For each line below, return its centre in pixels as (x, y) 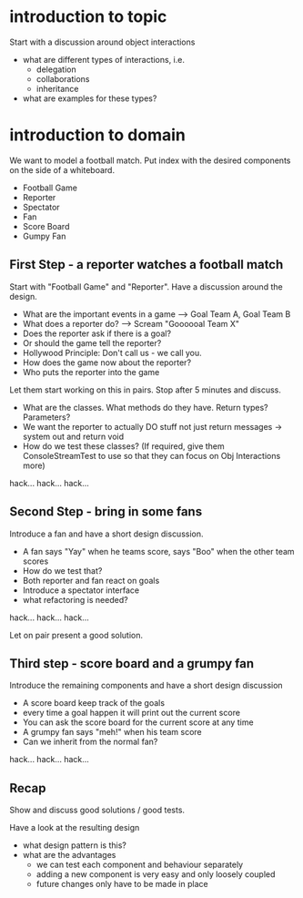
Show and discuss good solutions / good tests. (97, 810)
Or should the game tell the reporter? (92, 342)
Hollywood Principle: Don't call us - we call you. (112, 352)
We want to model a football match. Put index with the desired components (150, 160)
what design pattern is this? (75, 845)
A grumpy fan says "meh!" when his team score (112, 732)
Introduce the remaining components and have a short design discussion (146, 686)
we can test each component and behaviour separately (140, 865)
